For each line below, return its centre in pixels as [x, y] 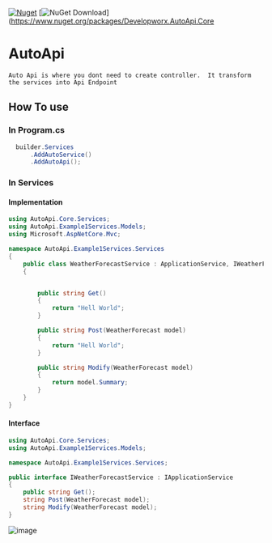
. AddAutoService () [61, 155]
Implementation [36, 202]
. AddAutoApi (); [55, 162]
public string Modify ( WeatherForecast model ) [116, 367]
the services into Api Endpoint [63, 82]
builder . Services [45, 147]
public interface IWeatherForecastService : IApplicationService [121, 477]
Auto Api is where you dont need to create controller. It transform [130, 75]
